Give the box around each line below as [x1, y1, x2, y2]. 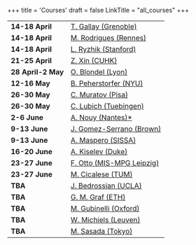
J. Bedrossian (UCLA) [70, 181, 142, 190]
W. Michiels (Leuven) [70, 215, 141, 225]
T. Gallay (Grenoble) [70, 22, 138, 31]
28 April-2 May [10, 67, 64, 76]
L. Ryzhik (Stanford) [70, 45, 136, 54]
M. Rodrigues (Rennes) [70, 33, 147, 43]
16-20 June [10, 147, 52, 156]
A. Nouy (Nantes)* [70, 113, 133, 122]
